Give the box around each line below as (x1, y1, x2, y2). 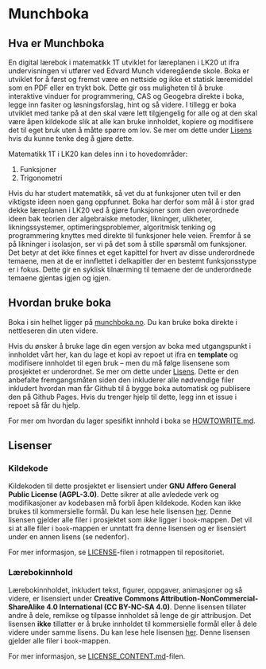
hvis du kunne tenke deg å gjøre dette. (8, 134, 134, 143)
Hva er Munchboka (8, 37, 105, 50)
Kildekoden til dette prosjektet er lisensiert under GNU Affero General (8, 481, 237, 491)
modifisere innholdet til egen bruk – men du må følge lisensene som (8, 358, 230, 367)
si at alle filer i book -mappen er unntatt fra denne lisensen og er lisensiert (8, 523, 246, 533)
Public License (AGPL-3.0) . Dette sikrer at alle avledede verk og (8, 489, 219, 499)
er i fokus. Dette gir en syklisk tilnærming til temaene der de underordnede (8, 264, 253, 274)
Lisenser (8, 439, 52, 452)
